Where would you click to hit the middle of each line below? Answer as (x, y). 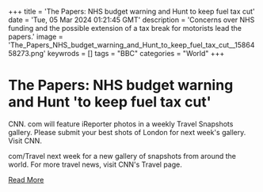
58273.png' (27, 53)
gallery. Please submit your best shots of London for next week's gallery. (127, 132)
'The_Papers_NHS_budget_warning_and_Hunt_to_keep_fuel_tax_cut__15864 (131, 45)
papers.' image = (36, 36)
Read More (26, 179)
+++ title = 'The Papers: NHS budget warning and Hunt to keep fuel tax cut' (131, 11)
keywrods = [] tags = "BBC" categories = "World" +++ (136, 53)
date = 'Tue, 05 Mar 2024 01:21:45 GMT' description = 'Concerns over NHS (131, 20)
